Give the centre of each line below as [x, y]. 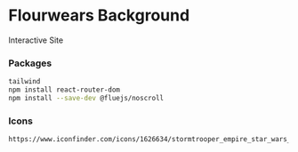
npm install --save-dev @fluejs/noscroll [86, 98]
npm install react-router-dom [64, 90]
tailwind [24, 82]
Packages [30, 63]
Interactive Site [36, 40]
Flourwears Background [99, 16]
